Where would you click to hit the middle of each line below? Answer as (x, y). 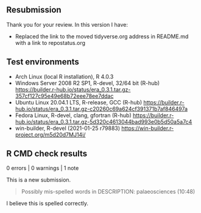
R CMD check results (47, 154)
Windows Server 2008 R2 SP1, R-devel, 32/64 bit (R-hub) (87, 83)
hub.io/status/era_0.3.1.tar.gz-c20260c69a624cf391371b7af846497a (101, 109)
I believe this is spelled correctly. (48, 203)
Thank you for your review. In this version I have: (67, 24)
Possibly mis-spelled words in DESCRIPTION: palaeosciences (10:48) (108, 192)
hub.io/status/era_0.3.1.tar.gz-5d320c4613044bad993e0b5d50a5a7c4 (104, 121)
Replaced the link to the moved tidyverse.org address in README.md (102, 36)
